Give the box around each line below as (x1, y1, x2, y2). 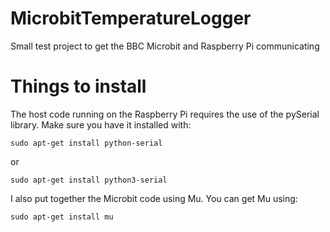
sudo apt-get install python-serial (10, 138, 163, 148)
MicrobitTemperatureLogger (10, 7, 252, 30)
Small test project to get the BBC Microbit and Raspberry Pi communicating (10, 40, 320, 52)
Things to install (10, 75, 147, 98)
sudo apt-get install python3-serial (10, 175, 168, 185)
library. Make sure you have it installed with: (10, 118, 192, 131)
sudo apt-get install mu (10, 212, 114, 222)
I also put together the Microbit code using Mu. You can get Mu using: (10, 192, 298, 204)
